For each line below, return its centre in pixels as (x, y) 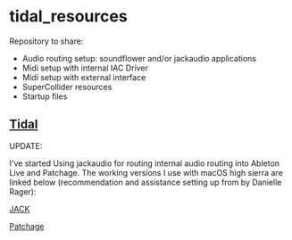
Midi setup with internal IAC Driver (85, 68)
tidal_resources (68, 17)
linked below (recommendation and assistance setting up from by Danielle (146, 182)
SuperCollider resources (67, 87)
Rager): (23, 191)
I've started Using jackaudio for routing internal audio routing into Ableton (144, 163)
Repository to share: (46, 41)
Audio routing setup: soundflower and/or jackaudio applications (139, 58)
